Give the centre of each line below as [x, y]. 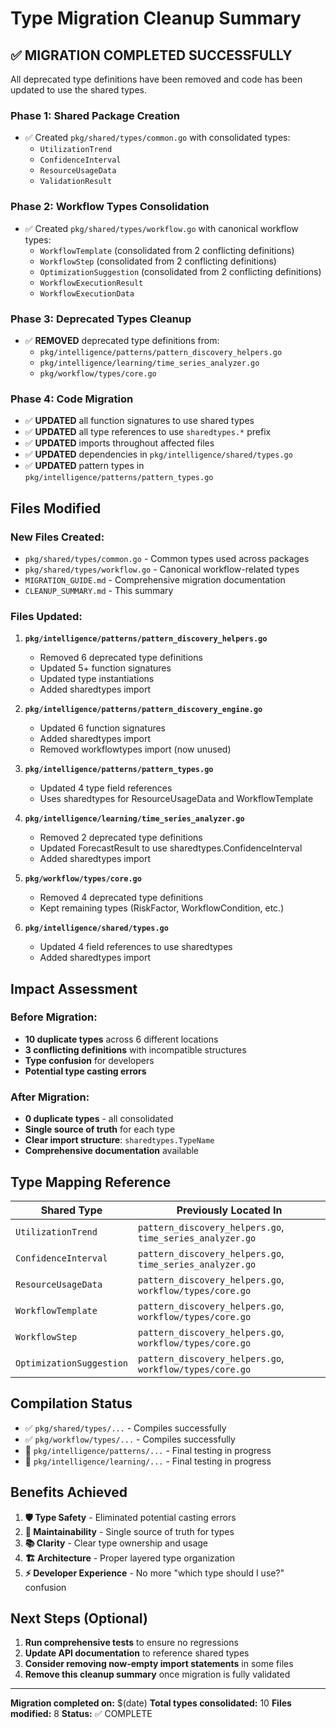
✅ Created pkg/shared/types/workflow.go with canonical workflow [161, 228]
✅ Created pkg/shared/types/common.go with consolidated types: [157, 138]
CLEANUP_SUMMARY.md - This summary [99, 590]
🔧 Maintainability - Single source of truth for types [129, 1531]
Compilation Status [71, 1403]
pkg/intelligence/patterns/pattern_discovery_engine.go [143, 710]
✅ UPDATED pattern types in [84, 466]
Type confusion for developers [89, 1060]
